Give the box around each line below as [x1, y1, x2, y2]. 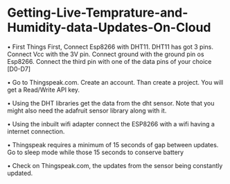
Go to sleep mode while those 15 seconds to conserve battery [7, 148, 184, 156]
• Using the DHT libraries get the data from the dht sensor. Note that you [7, 99, 215, 107]
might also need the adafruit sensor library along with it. [7, 106, 167, 115]
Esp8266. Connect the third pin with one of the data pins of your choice [7, 57, 212, 65]
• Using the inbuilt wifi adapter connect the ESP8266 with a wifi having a [7, 119, 215, 128]
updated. [7, 169, 33, 177]
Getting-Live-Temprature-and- [7, 5, 188, 21]
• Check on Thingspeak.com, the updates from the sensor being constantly [7, 161, 223, 169]
